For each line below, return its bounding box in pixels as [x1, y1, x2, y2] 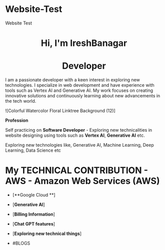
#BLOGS [12, 241, 30, 246]
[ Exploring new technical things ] [12, 231, 81, 237]
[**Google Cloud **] [12, 192, 56, 198]
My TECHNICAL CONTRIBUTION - [5, 165, 148, 176]
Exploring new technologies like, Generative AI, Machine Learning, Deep [5, 142, 154, 148]
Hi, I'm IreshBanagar [40, 37, 127, 49]
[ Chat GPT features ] [12, 221, 55, 227]
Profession [5, 117, 28, 123]
